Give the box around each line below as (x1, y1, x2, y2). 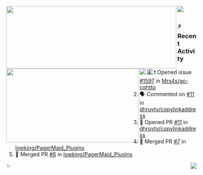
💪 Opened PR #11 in (140, 119, 188, 126)
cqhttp (140, 84, 156, 91)
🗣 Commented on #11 (140, 91, 195, 98)
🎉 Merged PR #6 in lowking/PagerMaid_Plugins (14, 151, 133, 158)
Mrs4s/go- (161, 78, 188, 85)
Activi (177, 47, 195, 55)
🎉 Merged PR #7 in (140, 138, 186, 145)
